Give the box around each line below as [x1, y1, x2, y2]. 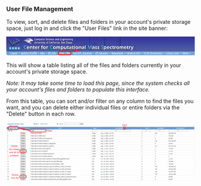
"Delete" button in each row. [6, 110, 76, 117]
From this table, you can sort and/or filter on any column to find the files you [6, 97, 194, 105]
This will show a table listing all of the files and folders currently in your [6, 62, 181, 69]
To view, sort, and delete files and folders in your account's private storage [6, 19, 191, 26]
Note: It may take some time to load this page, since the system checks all [6, 80, 190, 87]
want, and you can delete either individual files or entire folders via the [6, 103, 180, 111]
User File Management [6, 5, 74, 13]
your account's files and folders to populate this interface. [6, 86, 150, 93]
